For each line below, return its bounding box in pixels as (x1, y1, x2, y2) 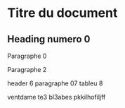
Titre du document (7, 5, 118, 21)
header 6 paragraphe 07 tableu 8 (7, 79, 103, 88)
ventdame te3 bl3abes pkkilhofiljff (7, 93, 106, 101)
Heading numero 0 (7, 33, 91, 45)
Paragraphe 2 (7, 66, 47, 73)
